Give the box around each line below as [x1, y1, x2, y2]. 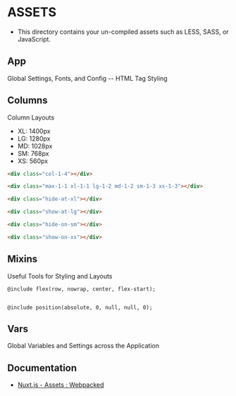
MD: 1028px [17, 141, 53, 150]
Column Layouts [7, 113, 55, 122]
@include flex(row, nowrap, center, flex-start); [7, 286, 156, 293]
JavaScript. [17, 34, 51, 43]
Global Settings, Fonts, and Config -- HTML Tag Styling [7, 74, 168, 82]
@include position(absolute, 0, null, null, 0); [7, 304, 153, 311]
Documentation [7, 362, 77, 373]
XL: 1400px [17, 127, 51, 135]
